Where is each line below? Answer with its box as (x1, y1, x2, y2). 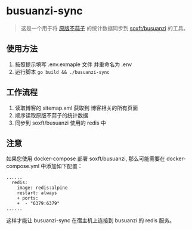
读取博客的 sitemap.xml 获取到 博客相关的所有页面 (14, 104, 138, 111)
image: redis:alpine (17, 185, 68, 191)
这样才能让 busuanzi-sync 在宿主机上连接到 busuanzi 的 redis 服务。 (6, 217, 175, 224)
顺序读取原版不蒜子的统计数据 (14, 111, 88, 119)
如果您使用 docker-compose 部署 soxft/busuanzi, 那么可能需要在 (6, 155, 166, 162)
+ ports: (17, 195, 39, 201)
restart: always (17, 190, 58, 196)
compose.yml (6, 163, 40, 170)
